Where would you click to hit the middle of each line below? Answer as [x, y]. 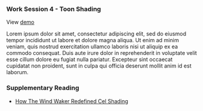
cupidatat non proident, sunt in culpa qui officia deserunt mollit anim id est [99, 66]
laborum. [18, 72]
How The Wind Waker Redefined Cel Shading [72, 101]
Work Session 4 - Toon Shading [54, 9]
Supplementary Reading [43, 88]
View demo [20, 22]
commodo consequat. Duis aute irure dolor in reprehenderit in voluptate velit [101, 53]
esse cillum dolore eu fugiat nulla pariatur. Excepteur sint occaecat [89, 60]
